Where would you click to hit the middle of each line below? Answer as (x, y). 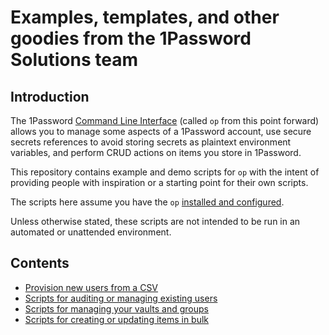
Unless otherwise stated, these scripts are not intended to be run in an (155, 221)
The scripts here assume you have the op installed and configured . (147, 202)
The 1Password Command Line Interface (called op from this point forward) (165, 120)
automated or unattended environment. (91, 232)
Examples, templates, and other (145, 17)
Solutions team (74, 60)
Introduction (50, 96)
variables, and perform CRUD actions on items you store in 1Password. (156, 152)
